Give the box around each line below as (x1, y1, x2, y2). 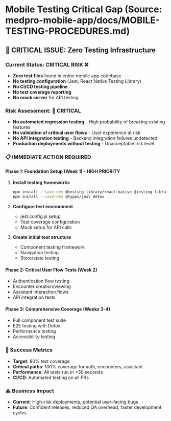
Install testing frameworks (12, 180, 70, 186)
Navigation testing (20, 250, 59, 256)
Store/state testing (20, 255, 60, 261)
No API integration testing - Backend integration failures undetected (12, 135, 158, 141)
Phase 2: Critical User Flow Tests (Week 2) (5, 267, 97, 273)
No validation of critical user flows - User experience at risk (12, 129, 141, 136)
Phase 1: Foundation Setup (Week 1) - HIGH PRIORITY (5, 168, 120, 174)
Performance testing (12, 328, 56, 335)
